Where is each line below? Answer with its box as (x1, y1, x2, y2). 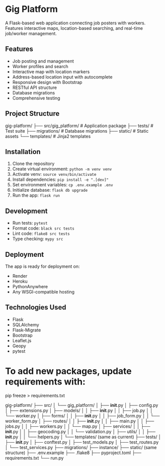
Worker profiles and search (12, 63, 69, 69)
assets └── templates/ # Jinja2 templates (5, 133, 91, 139)
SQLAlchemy (12, 321, 39, 327)
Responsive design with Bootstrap (12, 79, 82, 85)
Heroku (12, 278, 28, 284)
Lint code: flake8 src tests (12, 231, 70, 236)
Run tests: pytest (12, 220, 48, 226)
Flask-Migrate (12, 327, 41, 333)
